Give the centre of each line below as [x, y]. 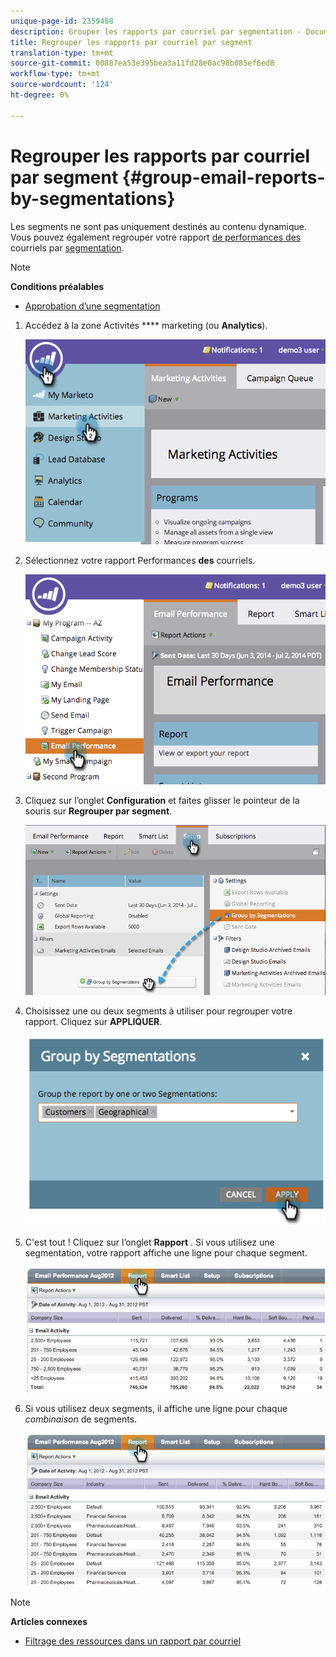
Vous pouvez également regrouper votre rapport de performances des [156, 237]
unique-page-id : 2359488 [62, 21]
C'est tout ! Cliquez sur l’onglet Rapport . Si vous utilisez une [149, 1242]
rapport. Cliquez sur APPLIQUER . [93, 1021]
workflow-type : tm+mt [55, 74]
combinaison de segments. [81, 1419]
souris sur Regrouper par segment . [98, 811]
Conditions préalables [57, 286]
